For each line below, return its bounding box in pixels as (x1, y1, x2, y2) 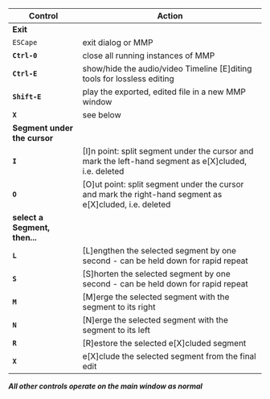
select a (12, 212, 44, 223)
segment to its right (82, 302, 156, 312)
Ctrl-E (12, 69, 38, 78)
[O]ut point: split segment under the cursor (82, 179, 244, 190)
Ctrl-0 (12, 51, 38, 60)
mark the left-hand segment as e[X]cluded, (82, 156, 247, 167)
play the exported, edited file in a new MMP (82, 86, 247, 97)
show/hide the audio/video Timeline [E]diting (82, 64, 252, 74)
